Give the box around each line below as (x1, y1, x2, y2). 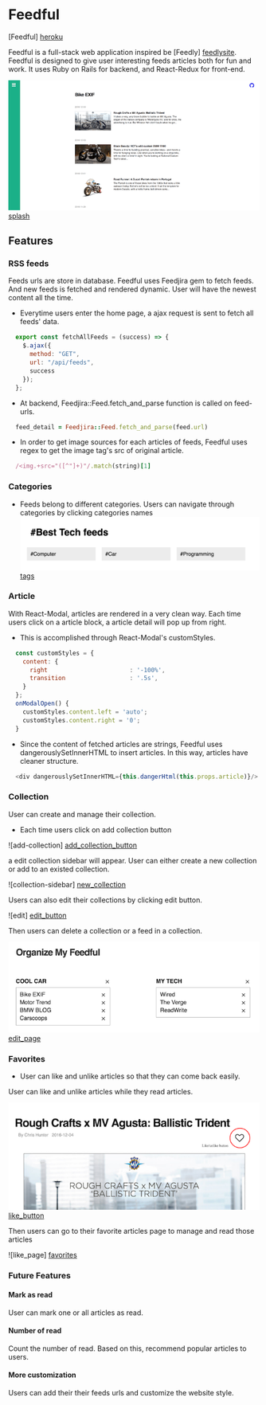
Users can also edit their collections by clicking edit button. (8, 894, 203, 905)
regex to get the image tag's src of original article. (19, 446, 185, 456)
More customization (8, 1370, 76, 1380)
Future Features (8, 1270, 72, 1282)
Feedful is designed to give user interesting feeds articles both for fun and (8, 56, 252, 65)
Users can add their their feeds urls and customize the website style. (8, 1387, 234, 1397)
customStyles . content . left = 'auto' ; (22, 707, 148, 716)
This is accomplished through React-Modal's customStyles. (19, 632, 216, 642)
